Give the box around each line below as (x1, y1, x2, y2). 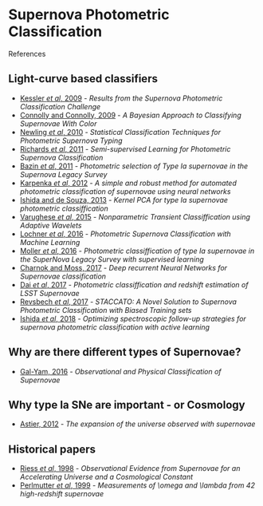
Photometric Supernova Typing (19, 136, 123, 145)
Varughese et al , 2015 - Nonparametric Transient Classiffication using (19, 211, 251, 221)
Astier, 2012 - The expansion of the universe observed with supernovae (19, 419, 256, 429)
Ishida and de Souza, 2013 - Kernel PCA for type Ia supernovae (19, 195, 229, 204)
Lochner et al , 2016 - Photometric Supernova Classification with (19, 229, 231, 239)
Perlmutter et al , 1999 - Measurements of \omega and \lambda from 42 (19, 480, 255, 490)
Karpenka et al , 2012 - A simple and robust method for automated (19, 178, 237, 188)
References (8, 49, 46, 58)
